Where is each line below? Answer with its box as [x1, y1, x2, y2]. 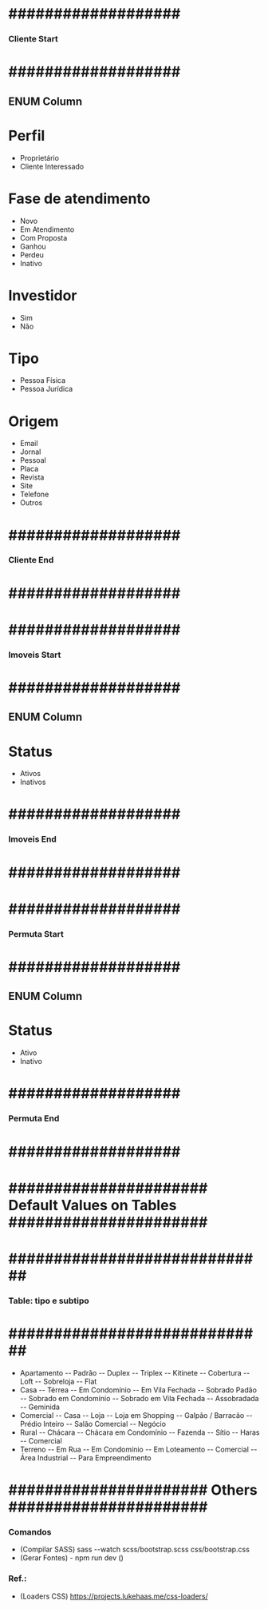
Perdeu [19, 249, 44, 260]
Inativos [19, 777, 46, 787]
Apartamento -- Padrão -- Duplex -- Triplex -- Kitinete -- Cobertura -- [19, 1368, 250, 1377]
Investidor [8, 286, 77, 305]
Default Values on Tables [8, 1196, 177, 1214]
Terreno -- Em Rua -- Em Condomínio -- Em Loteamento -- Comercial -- [19, 1444, 258, 1454]
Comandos [8, 1526, 52, 1537]
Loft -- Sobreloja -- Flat [19, 1376, 97, 1386]
